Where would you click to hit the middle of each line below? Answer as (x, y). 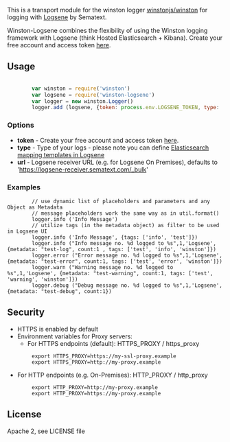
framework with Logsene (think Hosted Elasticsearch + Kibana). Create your (115, 38)
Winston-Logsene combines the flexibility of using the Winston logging (107, 31)
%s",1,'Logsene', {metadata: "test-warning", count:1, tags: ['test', (110, 273)
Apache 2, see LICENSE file (46, 431)
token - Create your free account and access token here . (98, 140)
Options (21, 125)
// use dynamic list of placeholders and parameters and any (121, 201)
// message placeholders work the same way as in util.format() (126, 213)
